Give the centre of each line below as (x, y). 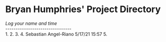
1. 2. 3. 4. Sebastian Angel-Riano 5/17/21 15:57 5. (56, 34)
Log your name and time (31, 23)
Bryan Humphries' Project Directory (83, 9)
